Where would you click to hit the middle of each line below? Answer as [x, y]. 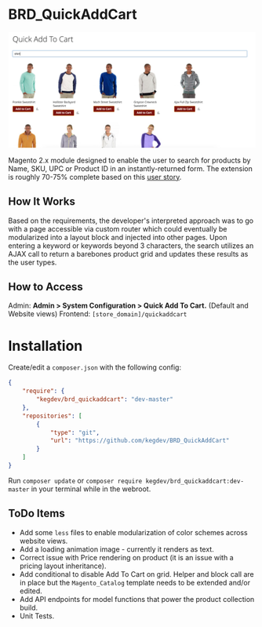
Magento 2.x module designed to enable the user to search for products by [129, 160]
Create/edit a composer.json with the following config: [95, 367]
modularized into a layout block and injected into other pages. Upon [118, 237]
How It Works [42, 202]
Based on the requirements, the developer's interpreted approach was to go [131, 221]
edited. [31, 591]
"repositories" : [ [52, 416]
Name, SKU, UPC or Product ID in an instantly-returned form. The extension [130, 168]
